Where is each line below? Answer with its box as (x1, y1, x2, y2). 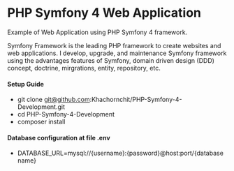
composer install (17, 117, 66, 126)
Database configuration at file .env (7, 133, 110, 142)
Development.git (17, 103, 65, 111)
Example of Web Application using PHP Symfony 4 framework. (7, 28, 188, 36)
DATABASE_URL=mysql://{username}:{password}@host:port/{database (17, 149, 224, 158)
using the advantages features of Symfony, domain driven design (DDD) (7, 56, 215, 64)
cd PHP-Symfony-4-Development (17, 110, 115, 119)
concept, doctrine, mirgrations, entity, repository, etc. (7, 64, 161, 72)
